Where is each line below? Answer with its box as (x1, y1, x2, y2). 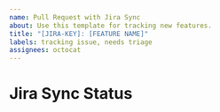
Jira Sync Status (9, 84, 133, 104)
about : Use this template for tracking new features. (9, 21, 213, 30)
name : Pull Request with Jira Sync (9, 12, 141, 22)
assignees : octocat (9, 46, 82, 55)
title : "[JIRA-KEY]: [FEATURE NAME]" (9, 29, 149, 38)
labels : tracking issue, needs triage (9, 37, 153, 47)
